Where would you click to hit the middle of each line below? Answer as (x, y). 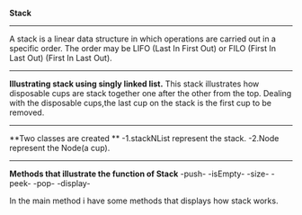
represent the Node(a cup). (60, 148)
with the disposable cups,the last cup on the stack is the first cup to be (141, 103)
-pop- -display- (62, 183)
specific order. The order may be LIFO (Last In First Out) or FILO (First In (143, 48)
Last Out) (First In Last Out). (61, 58)
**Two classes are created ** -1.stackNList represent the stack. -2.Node (144, 138)
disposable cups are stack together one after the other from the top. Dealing (151, 93)
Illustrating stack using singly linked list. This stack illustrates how (134, 84)
